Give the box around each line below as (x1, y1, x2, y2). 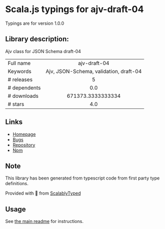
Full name (8, 60, 31, 67)
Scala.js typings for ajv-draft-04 (5, 4, 144, 15)
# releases (8, 76, 33, 83)
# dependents (8, 84, 41, 91)
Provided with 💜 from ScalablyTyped (5, 190, 81, 196)
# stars (8, 100, 24, 107)
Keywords (8, 68, 32, 75)
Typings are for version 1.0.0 (5, 20, 65, 26)
